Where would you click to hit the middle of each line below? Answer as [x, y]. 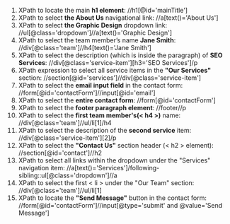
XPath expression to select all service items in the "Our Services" [115, 70]
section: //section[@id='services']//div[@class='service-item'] [109, 78]
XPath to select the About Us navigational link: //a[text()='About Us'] [118, 18]
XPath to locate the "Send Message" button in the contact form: [113, 198]
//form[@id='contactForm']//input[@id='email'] [87, 93]
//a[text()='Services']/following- [113, 168]
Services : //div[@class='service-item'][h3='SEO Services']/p [108, 63]
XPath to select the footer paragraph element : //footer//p [102, 108]
